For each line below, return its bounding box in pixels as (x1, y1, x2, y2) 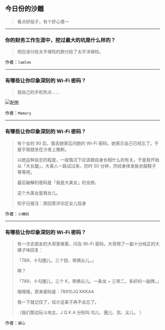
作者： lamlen (5, 59, 31, 65)
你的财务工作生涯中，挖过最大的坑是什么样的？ (5, 36, 116, 43)
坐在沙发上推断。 (34, 146, 69, 152)
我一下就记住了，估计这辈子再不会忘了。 (17, 299, 99, 305)
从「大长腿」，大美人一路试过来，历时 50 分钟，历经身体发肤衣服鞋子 (17, 163, 156, 169)
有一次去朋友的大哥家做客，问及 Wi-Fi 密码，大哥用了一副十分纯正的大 (17, 241, 160, 247)
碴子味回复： (17, 247, 43, 253)
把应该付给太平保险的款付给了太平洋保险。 (17, 49, 104, 55)
